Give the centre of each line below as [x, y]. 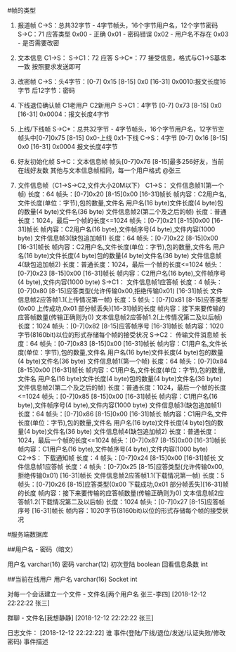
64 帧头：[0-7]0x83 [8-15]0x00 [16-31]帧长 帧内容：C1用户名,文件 [125, 344]
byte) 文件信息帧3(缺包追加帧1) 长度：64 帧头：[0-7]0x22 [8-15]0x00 [118, 238]
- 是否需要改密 [38, 43]
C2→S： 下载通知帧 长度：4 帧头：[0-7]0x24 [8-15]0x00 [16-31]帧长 [117, 458]
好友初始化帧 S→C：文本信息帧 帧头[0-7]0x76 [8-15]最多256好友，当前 [120, 161]
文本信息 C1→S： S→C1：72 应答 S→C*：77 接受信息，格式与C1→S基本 [122, 58]
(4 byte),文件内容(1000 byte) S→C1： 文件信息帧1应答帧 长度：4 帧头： [120, 282]
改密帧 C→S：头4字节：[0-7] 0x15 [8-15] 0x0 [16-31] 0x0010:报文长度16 [122, 82]
